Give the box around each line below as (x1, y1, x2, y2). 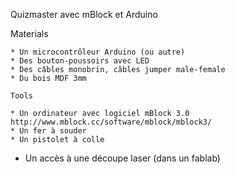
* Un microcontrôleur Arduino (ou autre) (10, 47, 186, 57)
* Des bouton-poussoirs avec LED (10, 56, 150, 66)
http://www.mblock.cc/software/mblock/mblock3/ (10, 117, 213, 127)
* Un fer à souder (10, 126, 87, 136)
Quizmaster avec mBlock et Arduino (10, 9, 158, 20)
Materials (10, 28, 49, 39)
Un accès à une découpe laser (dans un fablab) (24, 152, 221, 164)
